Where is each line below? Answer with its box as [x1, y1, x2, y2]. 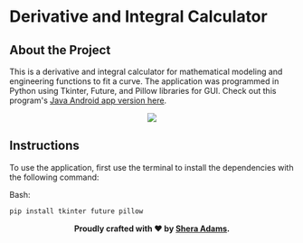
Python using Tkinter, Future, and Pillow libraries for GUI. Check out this [9, 86, 277, 96]
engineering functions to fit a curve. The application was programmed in [9, 76, 279, 87]
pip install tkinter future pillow [9, 206, 144, 216]
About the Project [9, 42, 111, 58]
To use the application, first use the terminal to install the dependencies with [9, 162, 294, 173]
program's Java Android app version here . [9, 95, 167, 106]
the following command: [9, 172, 99, 182]
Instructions [9, 138, 80, 154]
